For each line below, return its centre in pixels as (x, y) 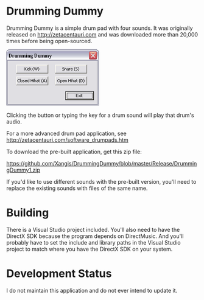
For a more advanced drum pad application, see (66, 133)
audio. (14, 121)
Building (28, 213)
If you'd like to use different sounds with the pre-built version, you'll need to (101, 181)
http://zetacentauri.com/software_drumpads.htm (68, 140)
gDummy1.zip (23, 170)
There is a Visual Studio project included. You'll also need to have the (93, 229)
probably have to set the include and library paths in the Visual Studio (93, 242)
